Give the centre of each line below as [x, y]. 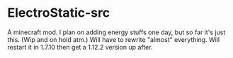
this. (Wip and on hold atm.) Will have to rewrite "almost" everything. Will [114, 39]
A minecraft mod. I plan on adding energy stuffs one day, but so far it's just [116, 32]
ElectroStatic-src [59, 13]
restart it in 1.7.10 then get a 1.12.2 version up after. [80, 47]
